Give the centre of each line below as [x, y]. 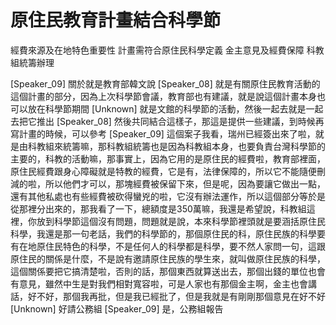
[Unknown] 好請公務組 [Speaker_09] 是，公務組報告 [117, 308]
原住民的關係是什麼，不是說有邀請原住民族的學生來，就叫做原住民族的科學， [168, 258]
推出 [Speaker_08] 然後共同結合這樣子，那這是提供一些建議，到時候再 [180, 121]
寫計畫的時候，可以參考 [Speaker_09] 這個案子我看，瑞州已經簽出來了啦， [163, 133]
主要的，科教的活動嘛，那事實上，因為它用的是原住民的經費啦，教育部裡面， [168, 158]
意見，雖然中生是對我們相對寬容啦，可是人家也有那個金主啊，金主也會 [163, 283]
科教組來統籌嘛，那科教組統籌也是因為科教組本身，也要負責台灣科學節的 [176, 146]
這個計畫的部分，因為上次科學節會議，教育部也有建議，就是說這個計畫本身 [163, 96]
